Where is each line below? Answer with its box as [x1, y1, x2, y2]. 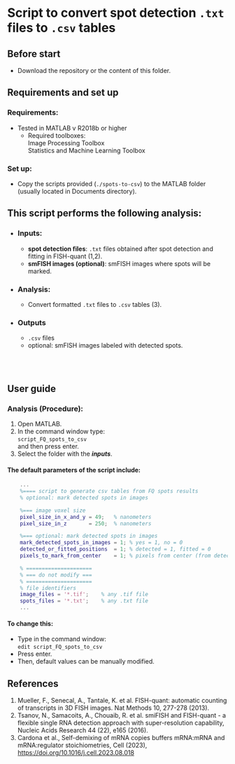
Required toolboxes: [27, 131, 86, 140]
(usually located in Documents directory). [17, 187, 137, 195]
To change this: [7, 619, 54, 628]
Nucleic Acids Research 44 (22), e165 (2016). [17, 726, 148, 735]
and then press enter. [17, 442, 79, 450]
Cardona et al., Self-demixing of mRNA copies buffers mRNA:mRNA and [17, 734, 225, 742]
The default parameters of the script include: [7, 466, 141, 474]
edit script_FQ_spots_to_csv [17, 644, 103, 651]
